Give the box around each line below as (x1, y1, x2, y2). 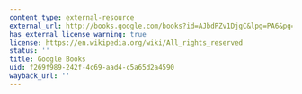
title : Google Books (9, 55, 87, 64)
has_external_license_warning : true (9, 30, 147, 38)
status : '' (9, 47, 50, 56)
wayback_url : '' (9, 72, 70, 81)
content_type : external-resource (9, 13, 135, 22)
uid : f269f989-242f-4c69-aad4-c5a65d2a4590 (9, 64, 175, 73)
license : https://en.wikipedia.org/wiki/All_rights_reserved (9, 38, 244, 47)
